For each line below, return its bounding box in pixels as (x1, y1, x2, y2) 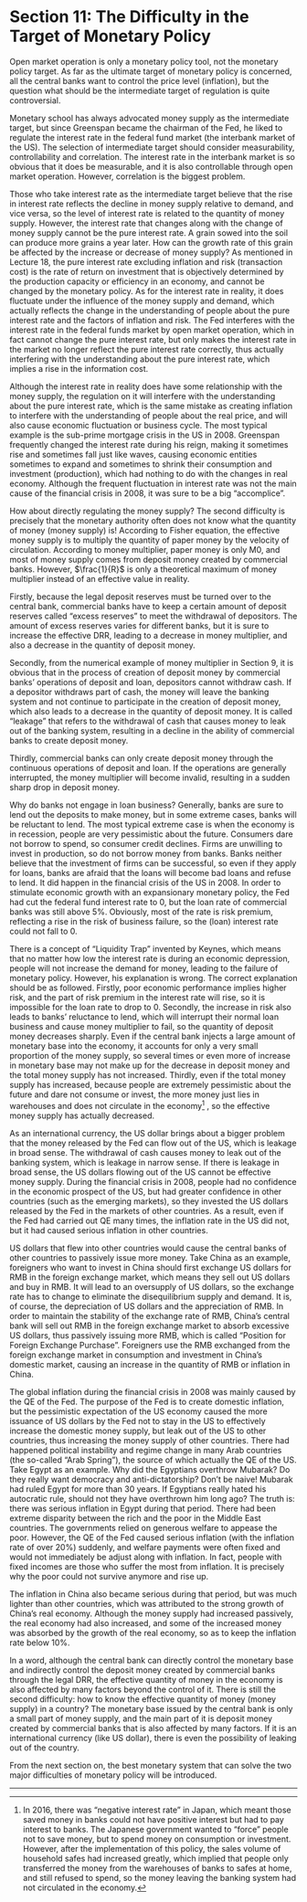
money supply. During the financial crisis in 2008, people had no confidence (9, 1176, 297, 1187)
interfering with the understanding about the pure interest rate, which (9, 354, 270, 365)
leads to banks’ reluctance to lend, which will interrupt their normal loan (9, 1011, 280, 1022)
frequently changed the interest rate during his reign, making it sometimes (9, 439, 289, 449)
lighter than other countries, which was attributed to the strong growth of (9, 1598, 285, 1609)
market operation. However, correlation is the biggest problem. (9, 171, 246, 182)
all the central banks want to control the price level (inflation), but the (9, 75, 270, 86)
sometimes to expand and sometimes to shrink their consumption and (9, 459, 272, 470)
